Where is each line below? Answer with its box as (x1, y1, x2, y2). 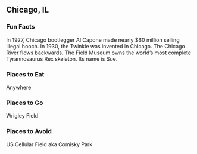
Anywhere (6, 84, 32, 91)
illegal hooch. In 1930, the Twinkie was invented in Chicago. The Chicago (6, 42, 186, 50)
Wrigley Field (6, 112, 39, 119)
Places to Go (6, 98, 43, 107)
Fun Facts (6, 23, 35, 31)
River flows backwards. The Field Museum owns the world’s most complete (6, 49, 192, 56)
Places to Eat (6, 70, 45, 78)
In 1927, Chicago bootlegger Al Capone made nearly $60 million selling (6, 36, 180, 44)
